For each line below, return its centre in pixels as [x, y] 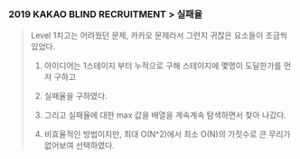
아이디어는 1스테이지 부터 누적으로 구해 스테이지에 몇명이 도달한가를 [163, 66]
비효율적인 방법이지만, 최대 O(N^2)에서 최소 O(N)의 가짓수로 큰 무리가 [167, 134]
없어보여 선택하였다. [79, 146]
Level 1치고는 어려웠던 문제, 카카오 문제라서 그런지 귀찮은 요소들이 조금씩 [159, 35]
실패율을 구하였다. [75, 96]
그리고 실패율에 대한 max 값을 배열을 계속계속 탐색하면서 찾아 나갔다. [165, 115]
